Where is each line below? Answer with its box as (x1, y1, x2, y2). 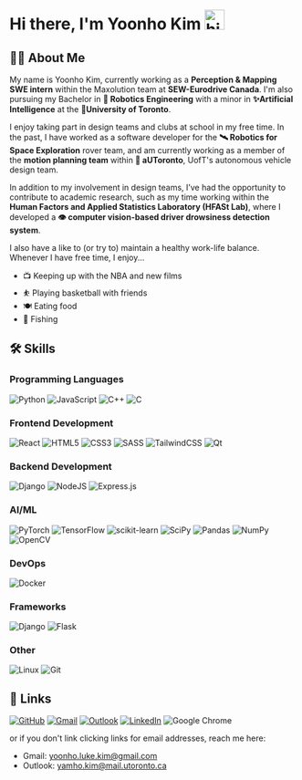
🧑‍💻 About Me (9, 50, 86, 66)
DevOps (9, 556, 47, 569)
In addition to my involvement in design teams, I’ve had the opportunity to (9, 182, 286, 192)
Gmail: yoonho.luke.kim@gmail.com (22, 751, 158, 762)
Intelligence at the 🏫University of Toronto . (9, 104, 172, 114)
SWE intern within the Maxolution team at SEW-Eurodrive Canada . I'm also (9, 84, 294, 95)
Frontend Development (9, 416, 114, 429)
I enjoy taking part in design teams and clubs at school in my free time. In (9, 121, 285, 132)
